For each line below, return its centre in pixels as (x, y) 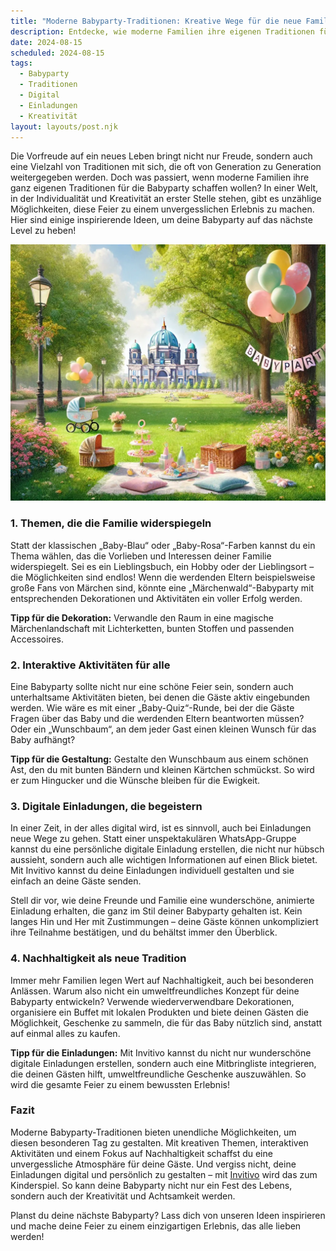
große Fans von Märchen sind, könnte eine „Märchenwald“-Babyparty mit (162, 587)
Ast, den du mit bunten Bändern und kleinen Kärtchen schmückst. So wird (162, 769)
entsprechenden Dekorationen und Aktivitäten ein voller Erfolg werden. (156, 598)
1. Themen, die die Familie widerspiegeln (111, 523)
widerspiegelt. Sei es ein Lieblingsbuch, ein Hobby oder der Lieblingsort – (162, 566)
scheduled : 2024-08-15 (57, 53)
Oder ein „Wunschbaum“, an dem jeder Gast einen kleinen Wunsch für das (163, 729)
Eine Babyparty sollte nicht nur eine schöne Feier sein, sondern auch (152, 686)
